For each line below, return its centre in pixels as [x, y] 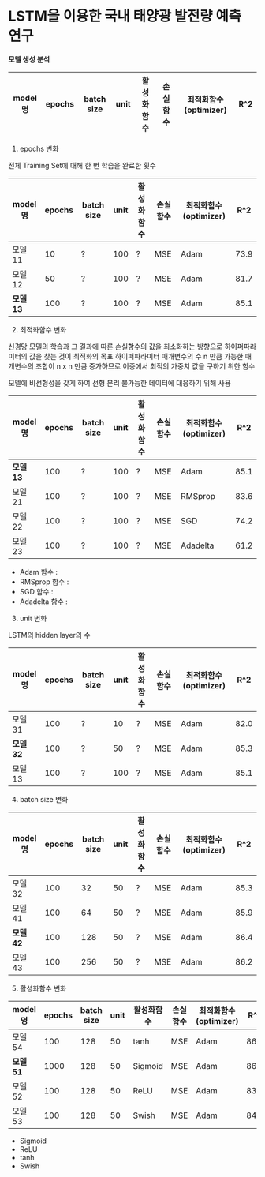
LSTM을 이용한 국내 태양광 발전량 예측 [125, 16]
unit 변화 [33, 618]
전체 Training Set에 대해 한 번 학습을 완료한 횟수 [82, 165]
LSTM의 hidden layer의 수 [49, 635]
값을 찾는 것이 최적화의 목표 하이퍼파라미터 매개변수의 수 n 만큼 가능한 [136, 356]
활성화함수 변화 [43, 988]
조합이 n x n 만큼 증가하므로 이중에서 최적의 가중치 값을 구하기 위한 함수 [145, 366]
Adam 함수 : [38, 572]
